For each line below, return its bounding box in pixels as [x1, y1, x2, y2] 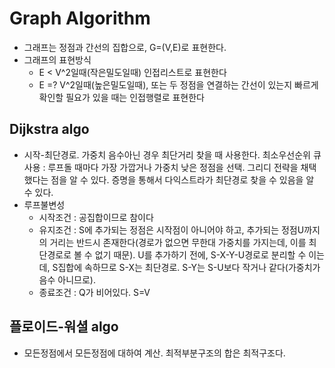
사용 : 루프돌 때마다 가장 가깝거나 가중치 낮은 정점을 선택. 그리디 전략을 [23, 161, 299, 173]
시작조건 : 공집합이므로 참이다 [38, 211, 154, 223]
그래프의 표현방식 [23, 53, 92, 66]
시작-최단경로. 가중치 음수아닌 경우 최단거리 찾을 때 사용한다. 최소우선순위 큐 [23, 148, 322, 161]
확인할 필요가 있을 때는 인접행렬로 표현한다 [38, 91, 206, 103]
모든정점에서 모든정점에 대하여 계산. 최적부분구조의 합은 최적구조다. [23, 347, 286, 359]
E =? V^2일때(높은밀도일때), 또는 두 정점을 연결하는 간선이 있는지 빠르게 [38, 78, 319, 91]
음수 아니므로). [38, 273, 96, 286]
